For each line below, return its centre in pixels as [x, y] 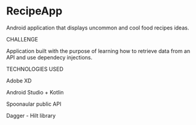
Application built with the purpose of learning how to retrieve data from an [98, 51]
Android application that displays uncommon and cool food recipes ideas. [98, 28]
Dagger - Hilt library [31, 115]
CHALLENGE [22, 39]
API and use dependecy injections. [49, 57]
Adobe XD [19, 81]
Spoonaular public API [34, 104]
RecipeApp [34, 11]
